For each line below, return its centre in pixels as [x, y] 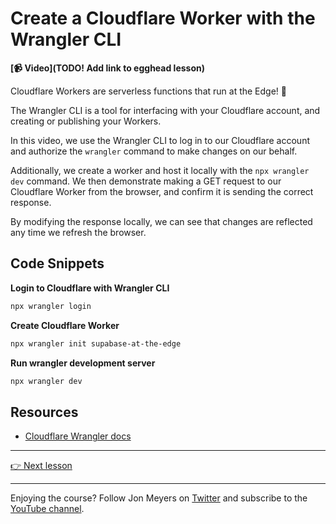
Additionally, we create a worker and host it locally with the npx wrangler [160, 170]
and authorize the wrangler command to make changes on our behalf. [154, 151]
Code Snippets [57, 263]
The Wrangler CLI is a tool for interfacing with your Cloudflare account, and [165, 110]
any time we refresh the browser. [78, 232]
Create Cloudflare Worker [65, 325]
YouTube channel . [47, 509]
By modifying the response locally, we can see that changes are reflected [161, 221]
